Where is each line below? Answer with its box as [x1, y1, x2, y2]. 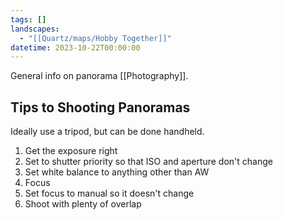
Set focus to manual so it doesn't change [24, 187, 195, 200]
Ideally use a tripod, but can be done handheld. [10, 126, 205, 138]
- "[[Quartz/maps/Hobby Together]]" [19, 33, 172, 43]
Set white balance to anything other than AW [24, 166, 210, 178]
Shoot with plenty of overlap [24, 198, 142, 210]
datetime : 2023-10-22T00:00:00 [10, 42, 141, 53]
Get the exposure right [24, 145, 118, 157]
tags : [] [10, 14, 47, 25]
